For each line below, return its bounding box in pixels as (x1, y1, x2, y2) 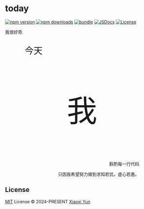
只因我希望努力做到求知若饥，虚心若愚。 (58, 171, 140, 177)
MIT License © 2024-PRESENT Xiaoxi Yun (5, 198, 91, 205)
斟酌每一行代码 (109, 161, 140, 167)
